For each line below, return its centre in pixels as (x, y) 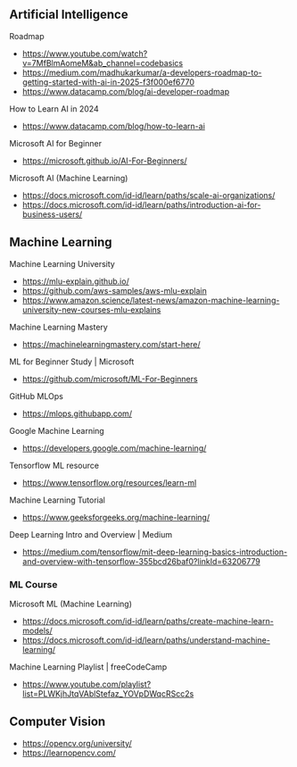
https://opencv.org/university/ (77, 743)
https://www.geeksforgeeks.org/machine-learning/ (116, 517)
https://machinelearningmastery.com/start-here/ (111, 344)
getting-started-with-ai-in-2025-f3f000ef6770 (108, 82)
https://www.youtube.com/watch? (85, 54)
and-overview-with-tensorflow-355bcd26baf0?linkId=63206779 (141, 561)
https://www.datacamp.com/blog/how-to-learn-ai (113, 126)
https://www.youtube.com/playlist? (87, 684)
